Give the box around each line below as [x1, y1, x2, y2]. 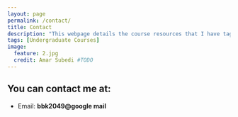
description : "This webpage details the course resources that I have [7, 30, 220, 38]
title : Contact [7, 23, 52, 30]
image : [7, 43, 27, 50]
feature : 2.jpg [13, 50, 59, 57]
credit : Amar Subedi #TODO [13, 57, 93, 64]
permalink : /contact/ [7, 17, 72, 24]
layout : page [7, 10, 46, 18]
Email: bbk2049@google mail [17, 101, 106, 110]
